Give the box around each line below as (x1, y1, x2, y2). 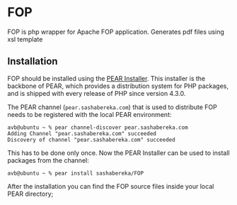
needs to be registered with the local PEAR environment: (7, 110, 172, 118)
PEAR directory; (7, 190, 54, 198)
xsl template (7, 35, 43, 43)
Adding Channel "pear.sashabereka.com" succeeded (7, 130, 157, 137)
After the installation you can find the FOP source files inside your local (7, 182, 214, 190)
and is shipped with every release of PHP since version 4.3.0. (7, 89, 186, 97)
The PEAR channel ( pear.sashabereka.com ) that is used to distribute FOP (7, 103, 217, 111)
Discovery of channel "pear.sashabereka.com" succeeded (7, 136, 175, 143)
